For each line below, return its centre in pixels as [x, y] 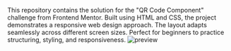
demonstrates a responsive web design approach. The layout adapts [107, 25]
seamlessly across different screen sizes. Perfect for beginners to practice [116, 32]
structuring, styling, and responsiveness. [67, 40]
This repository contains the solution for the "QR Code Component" [106, 10]
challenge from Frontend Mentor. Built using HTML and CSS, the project [112, 17]
